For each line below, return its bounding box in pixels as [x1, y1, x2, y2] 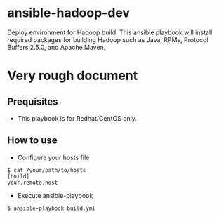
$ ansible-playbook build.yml [7, 205, 96, 212]
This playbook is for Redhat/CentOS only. [17, 114, 138, 122]
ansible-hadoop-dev [7, 5, 131, 21]
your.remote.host [7, 179, 58, 186]
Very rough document [7, 68, 138, 84]
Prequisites [7, 95, 58, 107]
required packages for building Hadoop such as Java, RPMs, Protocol [7, 35, 208, 44]
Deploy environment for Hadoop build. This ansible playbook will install [7, 28, 213, 36]
